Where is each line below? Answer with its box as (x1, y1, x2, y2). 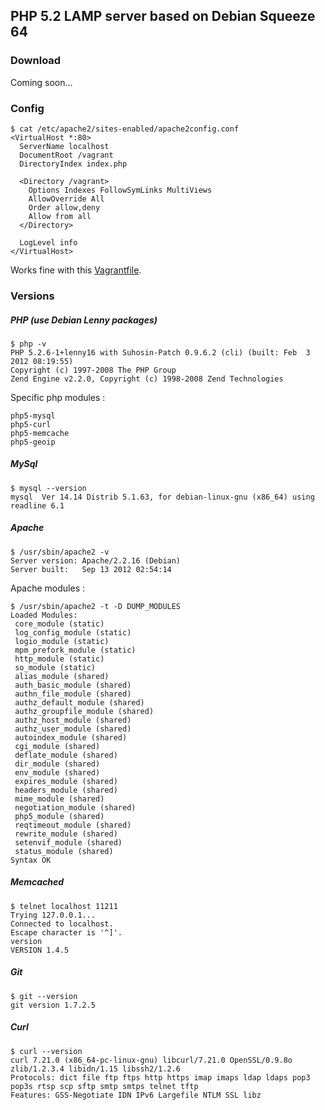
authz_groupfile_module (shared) (14, 706, 155, 716)
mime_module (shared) (14, 794, 105, 804)
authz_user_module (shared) (14, 724, 132, 734)
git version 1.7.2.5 (10, 1000, 97, 1010)
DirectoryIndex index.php (19, 159, 128, 169)
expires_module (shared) (14, 776, 118, 786)
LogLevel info (19, 237, 78, 248)
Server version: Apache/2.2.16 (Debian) (10, 555, 182, 566)
